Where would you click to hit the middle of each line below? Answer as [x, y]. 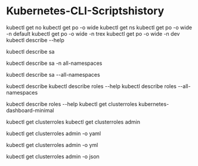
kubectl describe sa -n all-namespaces [54, 63]
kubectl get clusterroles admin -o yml [52, 145]
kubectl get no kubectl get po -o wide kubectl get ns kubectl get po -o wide [99, 27]
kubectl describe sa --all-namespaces [53, 74]
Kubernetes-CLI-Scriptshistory [85, 11]
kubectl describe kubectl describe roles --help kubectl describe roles [92, 86]
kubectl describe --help [35, 40]
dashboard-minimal [30, 110]
